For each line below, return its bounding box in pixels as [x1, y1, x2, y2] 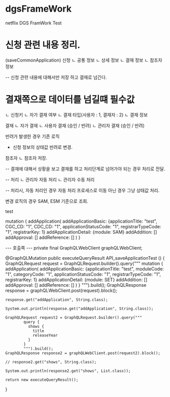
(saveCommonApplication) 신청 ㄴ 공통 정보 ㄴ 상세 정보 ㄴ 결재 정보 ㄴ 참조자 [5, 57, 162, 63]
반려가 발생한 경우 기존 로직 [5, 133, 60, 139]
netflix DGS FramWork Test [5, 20, 62, 26]
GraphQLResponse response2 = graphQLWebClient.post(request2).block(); [5, 350, 160, 356]
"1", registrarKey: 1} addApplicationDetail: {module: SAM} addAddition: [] [5, 229, 157, 235]
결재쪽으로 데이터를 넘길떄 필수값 [5, 94, 135, 106]
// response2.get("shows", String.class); [5, 359, 97, 364]
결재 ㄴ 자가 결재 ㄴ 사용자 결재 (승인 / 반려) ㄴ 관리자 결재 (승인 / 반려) [5, 123, 145, 129]
